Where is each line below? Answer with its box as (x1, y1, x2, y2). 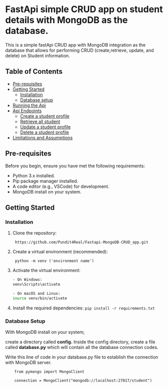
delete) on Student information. (5, 52, 70, 59)
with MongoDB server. (5, 360, 52, 366)
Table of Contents (5, 67, 63, 76)
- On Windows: (12, 277, 42, 282)
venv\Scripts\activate (12, 282, 61, 287)
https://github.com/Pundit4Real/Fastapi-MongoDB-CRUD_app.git (15, 240, 149, 245)
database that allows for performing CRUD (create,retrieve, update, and (5, 47, 154, 53)
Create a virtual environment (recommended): (12, 249, 108, 255)
